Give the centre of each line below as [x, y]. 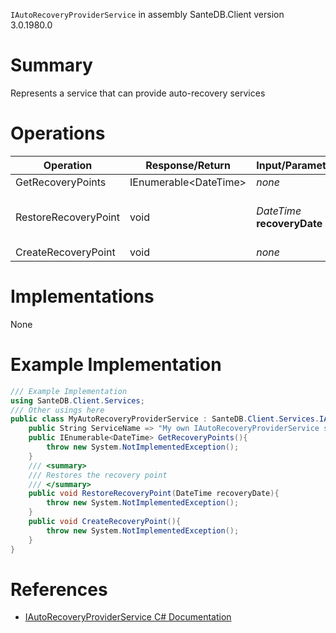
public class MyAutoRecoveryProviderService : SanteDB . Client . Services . [165, 419]
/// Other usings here [57, 410]
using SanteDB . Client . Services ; [77, 400]
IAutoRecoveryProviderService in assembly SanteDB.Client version [147, 14]
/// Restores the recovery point [98, 475]
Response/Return [188, 165]
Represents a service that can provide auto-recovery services [138, 93]
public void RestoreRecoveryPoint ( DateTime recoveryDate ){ [154, 494]
